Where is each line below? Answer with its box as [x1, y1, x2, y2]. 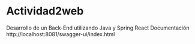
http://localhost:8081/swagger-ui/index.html [6, 30, 115, 37]
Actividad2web [6, 4, 84, 18]
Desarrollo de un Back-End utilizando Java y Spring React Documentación [6, 24, 190, 31]
